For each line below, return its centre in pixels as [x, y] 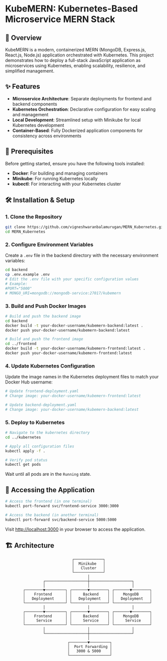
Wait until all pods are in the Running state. [48, 474]
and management [30, 114]
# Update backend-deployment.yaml [41, 405]
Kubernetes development [38, 125]
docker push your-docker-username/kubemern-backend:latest [68, 330]
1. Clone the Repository [34, 217]
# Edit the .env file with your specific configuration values [72, 279]
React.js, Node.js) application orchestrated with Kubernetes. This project [80, 55]
